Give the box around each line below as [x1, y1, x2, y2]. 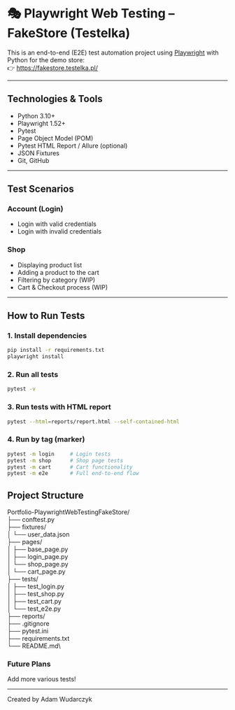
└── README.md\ [7, 641, 61, 651]
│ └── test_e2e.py [7, 604, 62, 613]
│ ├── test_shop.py [7, 590, 65, 598]
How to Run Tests [7, 310, 85, 322]
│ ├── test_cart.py [7, 597, 62, 606]
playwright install [7, 353, 64, 360]
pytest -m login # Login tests [7, 450, 111, 457]
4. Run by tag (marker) [7, 434, 85, 444]
